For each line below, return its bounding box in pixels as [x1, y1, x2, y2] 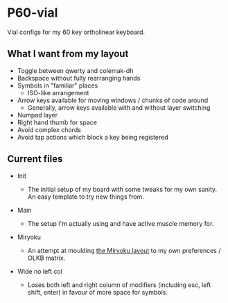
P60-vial [7, 5, 58, 21]
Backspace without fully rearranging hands [17, 74, 141, 82]
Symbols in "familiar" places [17, 81, 98, 90]
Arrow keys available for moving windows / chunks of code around [17, 96, 209, 104]
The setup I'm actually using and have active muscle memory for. [27, 219, 214, 227]
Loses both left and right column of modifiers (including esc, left [27, 280, 211, 289]
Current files [7, 153, 63, 165]
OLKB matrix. [27, 254, 66, 262]
